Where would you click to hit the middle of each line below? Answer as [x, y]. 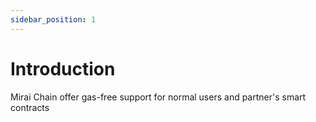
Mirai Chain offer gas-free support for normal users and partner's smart [158, 97]
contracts [30, 107]
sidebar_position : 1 [53, 19]
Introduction [63, 68]
